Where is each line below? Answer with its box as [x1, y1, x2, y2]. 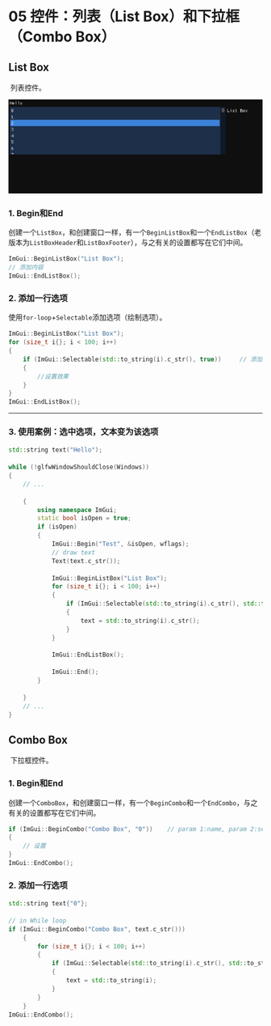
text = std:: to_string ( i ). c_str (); [80, 617, 200, 625]
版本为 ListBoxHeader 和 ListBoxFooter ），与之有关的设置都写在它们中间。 [8, 238, 248, 248]
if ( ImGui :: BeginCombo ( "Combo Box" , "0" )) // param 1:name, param [8, 825, 248, 833]
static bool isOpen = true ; [37, 515, 131, 523]
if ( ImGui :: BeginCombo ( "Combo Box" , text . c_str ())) [8, 925, 186, 933]
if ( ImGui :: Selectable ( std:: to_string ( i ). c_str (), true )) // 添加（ [23, 355, 269, 363]
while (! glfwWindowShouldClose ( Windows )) [8, 463, 150, 472]
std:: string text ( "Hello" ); [8, 446, 103, 454]
